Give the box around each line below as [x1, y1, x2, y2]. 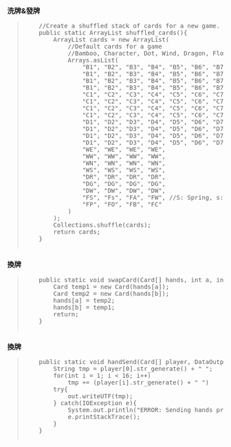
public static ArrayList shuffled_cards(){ [38, 29, 188, 37]
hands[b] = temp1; [53, 303, 115, 311]
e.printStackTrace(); [67, 413, 141, 420]
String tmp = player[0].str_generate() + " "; [53, 365, 213, 372]
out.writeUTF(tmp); [67, 392, 133, 400]
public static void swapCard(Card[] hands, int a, [38, 276, 213, 284]
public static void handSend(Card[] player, [38, 358, 191, 365]
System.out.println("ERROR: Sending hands [67, 406, 213, 413]
